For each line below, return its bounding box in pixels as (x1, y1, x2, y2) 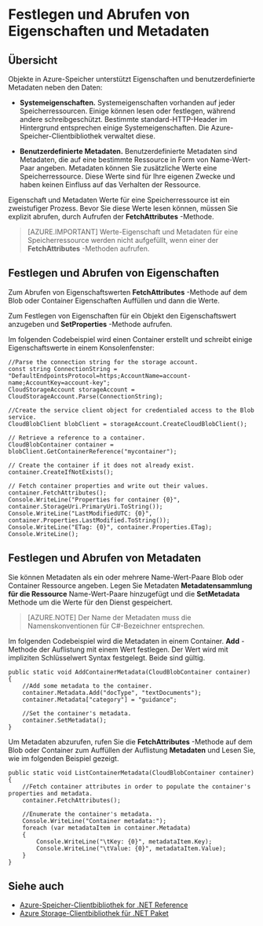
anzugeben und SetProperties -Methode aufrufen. (8, 319, 173, 329)
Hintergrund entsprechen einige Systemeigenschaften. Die (19, 123, 210, 132)
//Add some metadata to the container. (22, 682, 153, 689)
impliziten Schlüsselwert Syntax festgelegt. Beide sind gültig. (8, 652, 206, 662)
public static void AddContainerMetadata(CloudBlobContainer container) (8, 668, 251, 676)
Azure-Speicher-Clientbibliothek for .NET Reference (19, 900, 188, 909)
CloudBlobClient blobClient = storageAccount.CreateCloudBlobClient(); (8, 420, 247, 428)
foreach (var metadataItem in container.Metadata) (22, 824, 192, 832)
